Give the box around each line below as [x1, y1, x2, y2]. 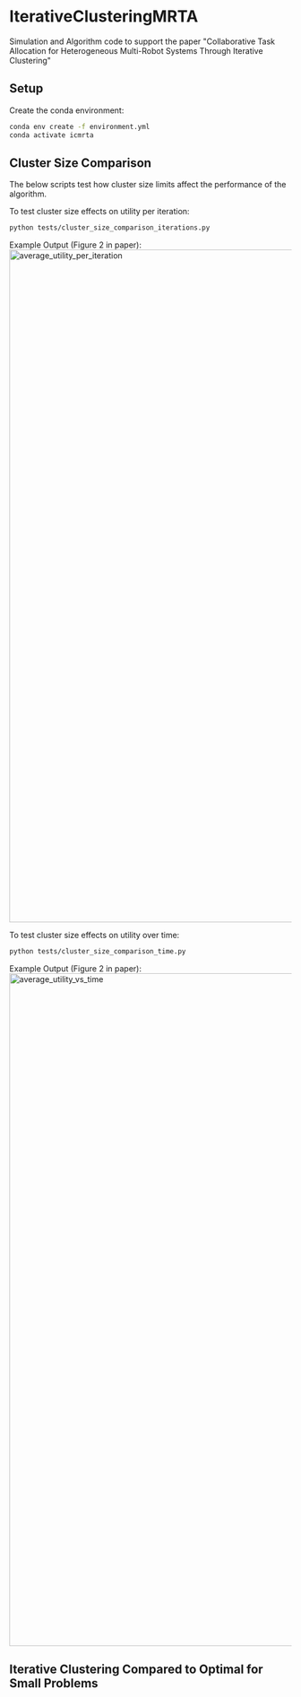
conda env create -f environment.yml [9, 122, 150, 131]
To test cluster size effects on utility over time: [9, 930, 180, 941]
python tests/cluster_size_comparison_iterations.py [9, 223, 211, 232]
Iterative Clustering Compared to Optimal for [9, 1662, 263, 1677]
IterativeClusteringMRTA [9, 6, 199, 27]
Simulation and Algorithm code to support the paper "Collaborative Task [9, 36, 276, 47]
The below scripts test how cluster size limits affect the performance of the [9, 179, 287, 190]
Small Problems [9, 1675, 99, 1692]
